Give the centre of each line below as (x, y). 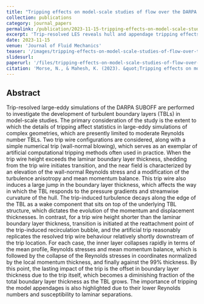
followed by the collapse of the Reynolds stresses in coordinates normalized (102, 256)
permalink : (20, 29)
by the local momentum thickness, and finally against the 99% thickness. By (102, 262)
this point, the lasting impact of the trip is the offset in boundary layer (93, 269)
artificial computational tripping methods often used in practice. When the (99, 153)
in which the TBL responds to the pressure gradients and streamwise (93, 191)
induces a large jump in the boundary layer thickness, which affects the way (101, 185)
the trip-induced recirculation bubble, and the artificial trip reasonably (93, 230)
